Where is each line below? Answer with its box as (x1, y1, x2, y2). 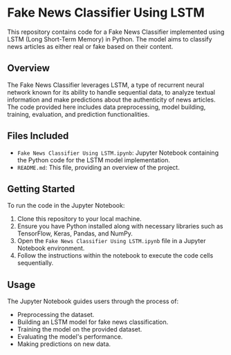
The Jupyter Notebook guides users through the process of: (7, 297, 178, 305)
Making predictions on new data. (17, 340, 111, 348)
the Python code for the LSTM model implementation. (17, 155, 171, 164)
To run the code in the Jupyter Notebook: (7, 202, 125, 210)
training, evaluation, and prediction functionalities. (7, 110, 150, 118)
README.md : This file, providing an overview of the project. (17, 163, 180, 171)
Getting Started (7, 183, 75, 195)
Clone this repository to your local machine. (17, 215, 142, 223)
